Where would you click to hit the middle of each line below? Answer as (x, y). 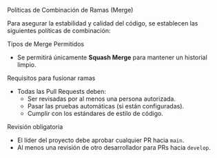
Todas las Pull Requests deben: (62, 91)
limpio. (27, 65)
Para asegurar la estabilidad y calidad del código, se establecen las (103, 23)
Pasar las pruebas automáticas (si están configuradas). (106, 106)
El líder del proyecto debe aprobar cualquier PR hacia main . (101, 140)
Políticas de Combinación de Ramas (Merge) (70, 10)
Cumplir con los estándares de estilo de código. (95, 113)
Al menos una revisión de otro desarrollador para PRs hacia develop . (114, 147)
